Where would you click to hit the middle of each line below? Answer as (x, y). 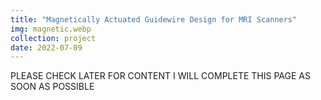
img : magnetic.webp (51, 29)
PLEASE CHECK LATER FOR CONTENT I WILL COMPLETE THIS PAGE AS (160, 76)
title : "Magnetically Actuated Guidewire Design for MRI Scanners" (154, 19)
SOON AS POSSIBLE (52, 87)
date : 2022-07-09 (46, 47)
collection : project (53, 38)
